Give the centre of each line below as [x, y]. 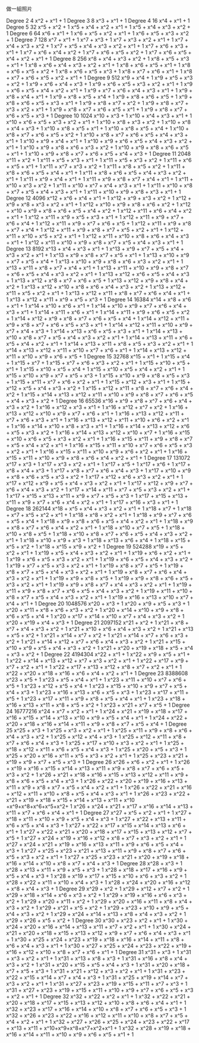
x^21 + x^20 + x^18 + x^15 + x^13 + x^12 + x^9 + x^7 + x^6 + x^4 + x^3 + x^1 [98, 933]
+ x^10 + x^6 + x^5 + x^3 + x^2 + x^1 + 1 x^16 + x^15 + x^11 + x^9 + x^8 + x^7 [99, 439]
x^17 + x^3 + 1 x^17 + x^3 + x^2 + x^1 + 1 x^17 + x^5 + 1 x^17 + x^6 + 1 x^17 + [99, 464]
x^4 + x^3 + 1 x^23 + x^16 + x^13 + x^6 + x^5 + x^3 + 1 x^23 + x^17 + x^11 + [97, 692]
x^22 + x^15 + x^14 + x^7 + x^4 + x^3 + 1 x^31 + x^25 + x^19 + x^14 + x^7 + [97, 977]
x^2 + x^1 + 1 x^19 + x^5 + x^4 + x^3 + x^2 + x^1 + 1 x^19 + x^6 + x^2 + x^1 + [99, 553]
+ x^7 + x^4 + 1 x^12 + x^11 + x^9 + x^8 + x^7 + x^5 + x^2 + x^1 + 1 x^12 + [95, 230]
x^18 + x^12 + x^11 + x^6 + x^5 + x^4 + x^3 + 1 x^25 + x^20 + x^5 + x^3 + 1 [97, 749]
